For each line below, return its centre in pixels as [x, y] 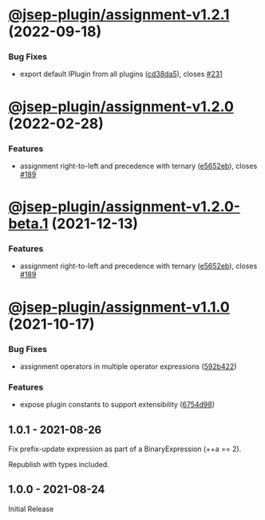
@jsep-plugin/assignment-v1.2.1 [119, 15]
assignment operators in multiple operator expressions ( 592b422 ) [128, 366]
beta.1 [28, 224]
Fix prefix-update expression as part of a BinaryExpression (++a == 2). [125, 449]
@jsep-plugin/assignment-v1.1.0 [119, 307]
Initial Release [31, 509]
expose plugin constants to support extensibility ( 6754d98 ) [117, 405]
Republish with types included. [59, 465]
